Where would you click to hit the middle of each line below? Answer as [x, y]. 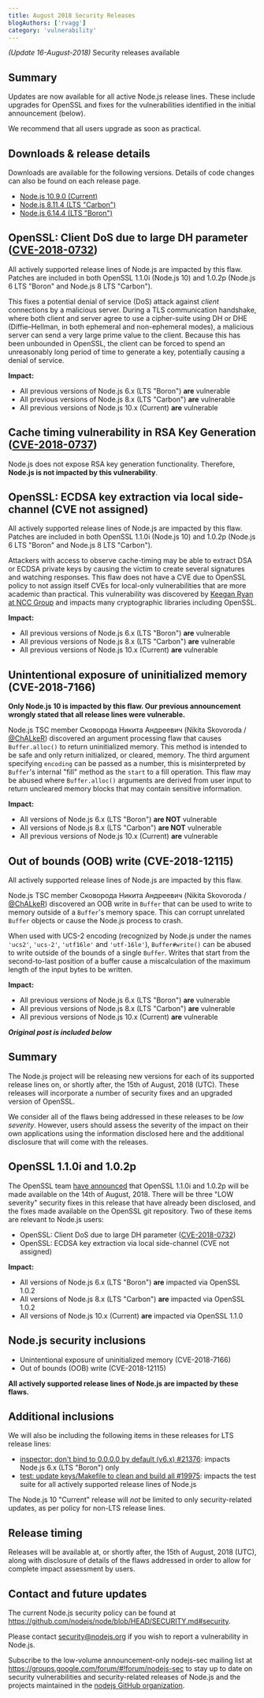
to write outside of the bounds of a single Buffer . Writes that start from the [129, 953]
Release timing [45, 1533]
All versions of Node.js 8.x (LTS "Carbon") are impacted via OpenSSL [132, 1299]
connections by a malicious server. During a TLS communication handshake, [132, 310]
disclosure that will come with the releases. [78, 1141]
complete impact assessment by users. [72, 1569]
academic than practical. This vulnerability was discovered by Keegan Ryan [131, 594]
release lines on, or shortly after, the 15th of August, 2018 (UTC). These [124, 1085]
